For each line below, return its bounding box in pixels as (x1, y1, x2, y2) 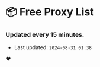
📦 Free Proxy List (5, 5, 94, 19)
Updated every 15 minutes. (5, 31, 85, 39)
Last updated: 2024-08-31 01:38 (14, 44, 92, 51)
